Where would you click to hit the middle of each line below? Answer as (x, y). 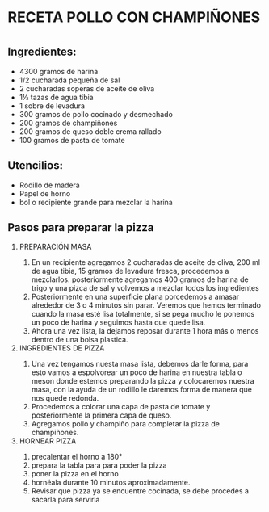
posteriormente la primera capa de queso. (101, 415)
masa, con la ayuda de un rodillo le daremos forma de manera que (141, 390)
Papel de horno (45, 193)
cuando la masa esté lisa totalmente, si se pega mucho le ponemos (143, 314)
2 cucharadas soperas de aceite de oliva (87, 88)
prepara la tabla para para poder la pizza (99, 465)
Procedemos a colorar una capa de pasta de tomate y (121, 407)
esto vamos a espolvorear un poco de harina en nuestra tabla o (137, 372)
